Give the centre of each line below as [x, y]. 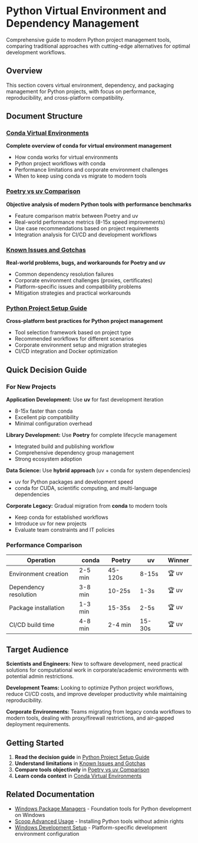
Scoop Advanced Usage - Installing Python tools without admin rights [99, 821]
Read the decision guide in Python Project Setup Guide [82, 757]
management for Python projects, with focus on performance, [81, 91]
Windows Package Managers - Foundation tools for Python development [103, 808]
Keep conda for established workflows [61, 517]
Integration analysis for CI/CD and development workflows [86, 234]
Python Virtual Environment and [86, 11]
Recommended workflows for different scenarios [74, 339]
